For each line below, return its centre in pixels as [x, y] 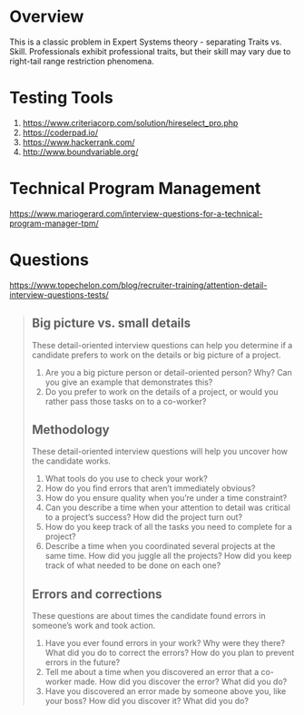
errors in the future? [83, 662]
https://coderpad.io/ [60, 132]
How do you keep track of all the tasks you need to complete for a [168, 527]
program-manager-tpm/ [54, 223]
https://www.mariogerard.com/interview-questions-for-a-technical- [136, 213]
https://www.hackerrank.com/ [78, 142]
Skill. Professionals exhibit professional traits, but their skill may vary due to [150, 51]
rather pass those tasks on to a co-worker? [126, 401]
